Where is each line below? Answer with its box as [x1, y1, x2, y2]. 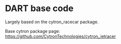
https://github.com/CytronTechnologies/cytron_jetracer [5, 33, 116, 39]
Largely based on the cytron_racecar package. [5, 19, 99, 25]
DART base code [5, 3, 74, 14]
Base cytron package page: [5, 28, 60, 34]
